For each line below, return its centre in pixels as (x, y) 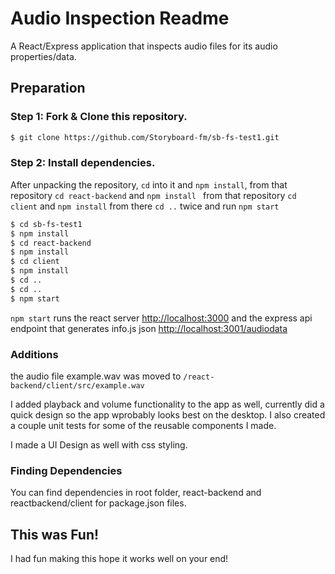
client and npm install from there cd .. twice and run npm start (145, 206)
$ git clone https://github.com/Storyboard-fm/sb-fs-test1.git (145, 137)
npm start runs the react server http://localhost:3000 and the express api (161, 318)
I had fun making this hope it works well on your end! (119, 559)
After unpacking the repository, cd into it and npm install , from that (149, 184)
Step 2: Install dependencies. (83, 163)
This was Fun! (55, 534)
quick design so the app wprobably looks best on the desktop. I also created (168, 414)
